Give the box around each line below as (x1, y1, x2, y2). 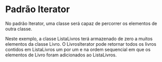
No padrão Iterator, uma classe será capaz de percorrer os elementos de (5, 20, 157, 26)
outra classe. (5, 25, 32, 32)
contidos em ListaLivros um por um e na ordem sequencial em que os (5, 46, 151, 52)
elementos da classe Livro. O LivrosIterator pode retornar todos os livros (5, 41, 156, 47)
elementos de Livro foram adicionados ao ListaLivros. (5, 52, 117, 58)
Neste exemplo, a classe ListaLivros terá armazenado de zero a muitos (5, 36, 153, 42)
